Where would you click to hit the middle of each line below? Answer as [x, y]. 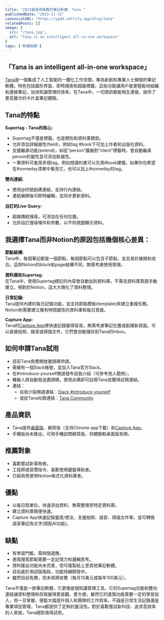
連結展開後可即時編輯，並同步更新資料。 [53, 196]
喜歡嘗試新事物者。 [31, 463]
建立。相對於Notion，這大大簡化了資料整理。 [50, 287]
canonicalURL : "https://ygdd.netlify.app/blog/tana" [60, 19]
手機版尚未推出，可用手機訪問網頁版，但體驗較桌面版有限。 [72, 433]
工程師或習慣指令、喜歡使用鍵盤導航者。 [53, 469]
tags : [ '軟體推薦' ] [23, 46]
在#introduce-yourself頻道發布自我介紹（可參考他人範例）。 [72, 373]
